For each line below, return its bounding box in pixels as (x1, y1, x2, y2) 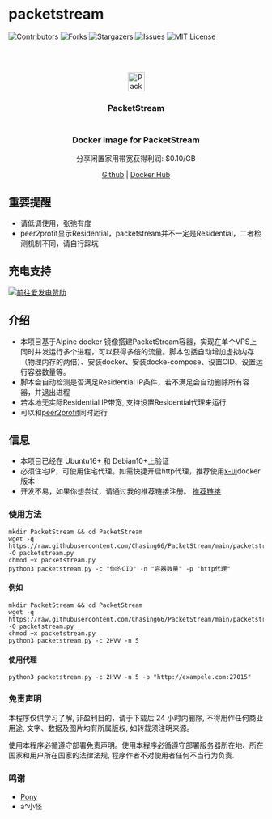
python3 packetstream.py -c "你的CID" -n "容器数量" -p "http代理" (8, 564, 231, 573)
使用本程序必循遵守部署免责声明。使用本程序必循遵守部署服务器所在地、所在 (8, 740, 264, 750)
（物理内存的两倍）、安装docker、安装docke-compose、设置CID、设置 (19, 357, 257, 367)
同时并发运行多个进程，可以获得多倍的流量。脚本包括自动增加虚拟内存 (19, 346, 255, 356)
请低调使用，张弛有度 (19, 218, 91, 227)
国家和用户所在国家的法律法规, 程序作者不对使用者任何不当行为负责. (8, 750, 235, 761)
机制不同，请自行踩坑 (27, 238, 99, 248)
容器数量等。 (27, 367, 70, 376)
